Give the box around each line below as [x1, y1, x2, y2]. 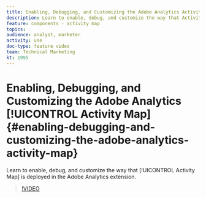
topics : [6, 26, 26, 32]
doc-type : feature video [6, 44, 70, 50]
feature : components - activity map [6, 20, 100, 26]
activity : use [6, 37, 43, 44]
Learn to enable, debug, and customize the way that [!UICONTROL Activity [6, 166, 195, 173]
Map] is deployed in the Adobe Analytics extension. [6, 173, 137, 180]
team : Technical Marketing [6, 49, 75, 55]
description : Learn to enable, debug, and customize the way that [6, 15, 180, 21]
